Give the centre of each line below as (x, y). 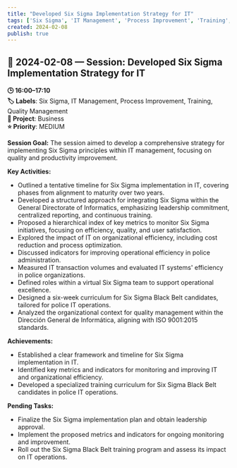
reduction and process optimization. (70, 245)
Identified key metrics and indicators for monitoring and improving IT (117, 370)
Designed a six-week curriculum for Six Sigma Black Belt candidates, (118, 297)
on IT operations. (42, 457)
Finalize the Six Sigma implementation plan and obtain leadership (112, 419)
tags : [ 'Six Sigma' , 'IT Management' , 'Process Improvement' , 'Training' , (120, 20)
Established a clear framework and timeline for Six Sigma (101, 355)
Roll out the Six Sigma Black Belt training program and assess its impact (122, 450)
